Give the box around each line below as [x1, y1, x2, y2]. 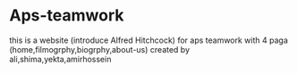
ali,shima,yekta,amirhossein [9, 53, 112, 64]
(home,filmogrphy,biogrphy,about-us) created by [9, 44, 191, 54]
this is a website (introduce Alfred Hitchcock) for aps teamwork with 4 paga [9, 35, 289, 45]
